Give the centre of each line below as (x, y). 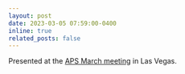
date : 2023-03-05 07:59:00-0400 (62, 23)
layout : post (30, 16)
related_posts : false (45, 38)
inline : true (30, 31)
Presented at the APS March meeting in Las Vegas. (92, 61)
